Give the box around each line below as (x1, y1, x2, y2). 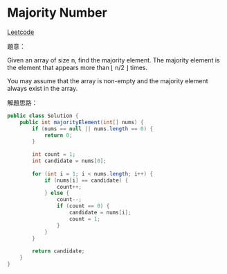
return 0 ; (44, 132, 73, 139)
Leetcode (7, 28, 35, 36)
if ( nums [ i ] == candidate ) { (44, 177, 129, 184)
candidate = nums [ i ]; (69, 209, 131, 216)
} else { (44, 189, 70, 197)
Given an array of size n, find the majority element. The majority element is (7, 55, 220, 64)
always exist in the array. (7, 84, 78, 92)
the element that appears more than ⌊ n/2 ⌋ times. (7, 63, 148, 71)
